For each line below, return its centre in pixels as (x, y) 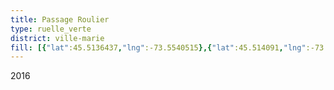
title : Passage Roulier (60, 19)
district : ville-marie (57, 38)
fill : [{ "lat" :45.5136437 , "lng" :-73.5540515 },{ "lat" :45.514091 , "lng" (158, 47)
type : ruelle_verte (51, 29)
